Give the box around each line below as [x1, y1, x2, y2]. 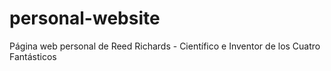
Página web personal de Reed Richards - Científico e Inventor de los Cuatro [9, 40, 321, 52]
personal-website [9, 7, 161, 30]
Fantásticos [9, 50, 57, 62]
